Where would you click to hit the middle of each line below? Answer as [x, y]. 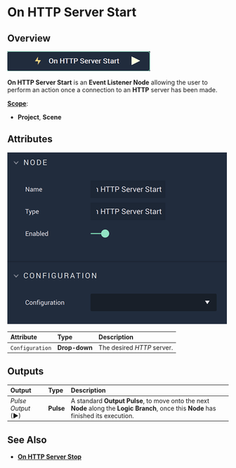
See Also [27, 439]
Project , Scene [39, 117]
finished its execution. [103, 415]
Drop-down [75, 347]
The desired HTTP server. [136, 347]
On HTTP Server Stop [50, 456]
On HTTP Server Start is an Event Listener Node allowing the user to [108, 82]
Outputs [26, 371]
